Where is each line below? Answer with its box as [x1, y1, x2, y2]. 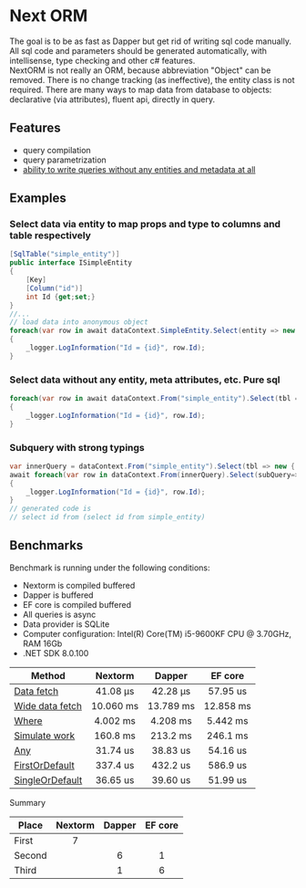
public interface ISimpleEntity [9, 258, 132, 267]
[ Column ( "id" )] [25, 284, 84, 293]
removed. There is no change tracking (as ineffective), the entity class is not [9, 74, 295, 85]
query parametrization [22, 154, 107, 165]
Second [14, 849, 47, 862]
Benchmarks [9, 538, 84, 553]
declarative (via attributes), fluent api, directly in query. [9, 93, 216, 105]
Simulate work [14, 729, 76, 742]
